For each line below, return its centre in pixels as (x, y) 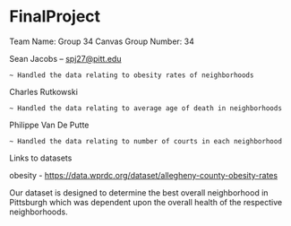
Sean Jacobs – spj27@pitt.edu (65, 58)
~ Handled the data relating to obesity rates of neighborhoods (132, 75)
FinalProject (55, 17)
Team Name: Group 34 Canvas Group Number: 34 (102, 41)
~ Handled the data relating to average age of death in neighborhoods (145, 108)
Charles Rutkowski (44, 91)
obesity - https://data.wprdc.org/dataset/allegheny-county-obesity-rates (144, 175)
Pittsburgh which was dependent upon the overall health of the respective (146, 202)
